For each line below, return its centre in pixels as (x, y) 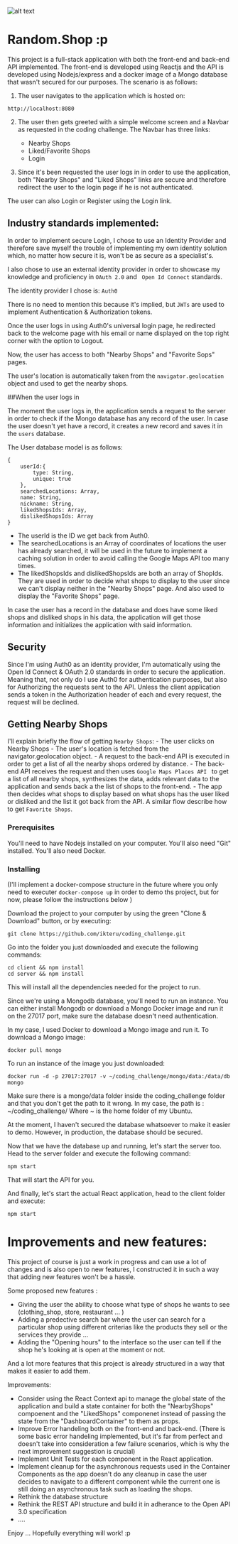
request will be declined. (43, 702)
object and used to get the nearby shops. (68, 383)
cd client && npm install (45, 967)
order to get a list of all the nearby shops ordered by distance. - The (107, 764)
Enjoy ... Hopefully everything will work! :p (69, 1533)
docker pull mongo (34, 1050)
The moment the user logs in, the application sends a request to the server (117, 411)
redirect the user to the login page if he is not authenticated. (106, 187)
